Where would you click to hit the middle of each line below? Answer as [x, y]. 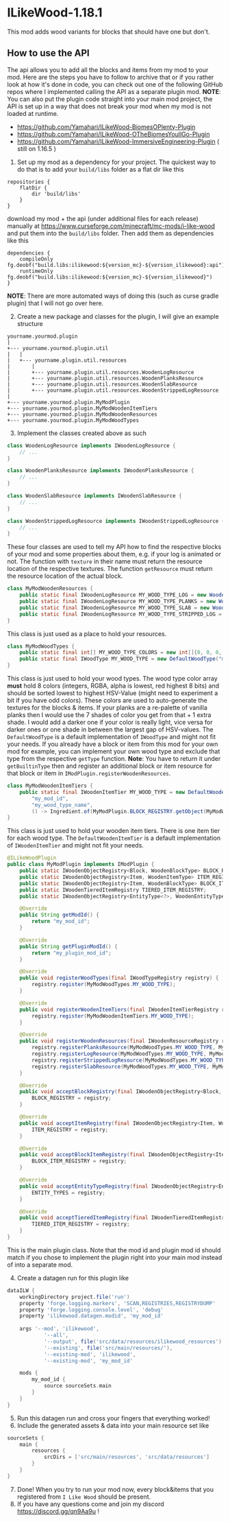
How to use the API [49, 53]
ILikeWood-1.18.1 [55, 13]
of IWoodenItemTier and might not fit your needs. [75, 845]
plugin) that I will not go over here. [55, 303]
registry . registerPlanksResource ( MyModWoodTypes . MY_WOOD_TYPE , [124, 1048]
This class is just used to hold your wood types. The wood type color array [112, 678]
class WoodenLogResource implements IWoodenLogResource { [91, 445]
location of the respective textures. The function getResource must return [110, 569]
